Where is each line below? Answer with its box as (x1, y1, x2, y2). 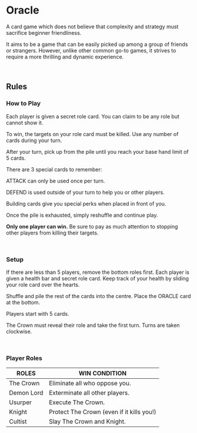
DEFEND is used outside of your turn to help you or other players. (6, 189, 165, 196)
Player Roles (6, 354, 43, 362)
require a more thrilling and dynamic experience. (6, 53, 124, 60)
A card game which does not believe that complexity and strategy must (6, 23, 179, 30)
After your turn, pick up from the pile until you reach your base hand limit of (6, 148, 189, 155)
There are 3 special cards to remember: (6, 166, 102, 173)
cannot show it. (6, 119, 44, 126)
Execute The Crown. (49, 398, 105, 406)
